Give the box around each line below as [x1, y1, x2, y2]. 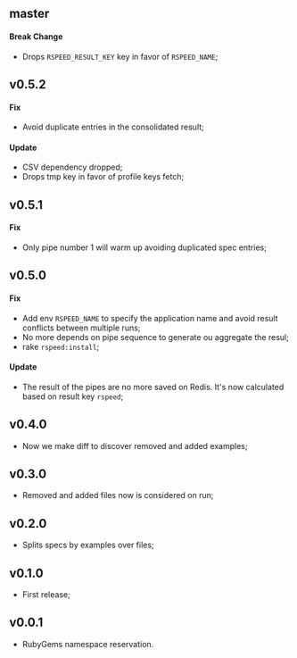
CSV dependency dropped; [21, 162, 123, 172]
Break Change [9, 30, 63, 42]
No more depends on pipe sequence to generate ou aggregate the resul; [21, 331, 290, 342]
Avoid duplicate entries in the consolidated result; [21, 121, 205, 132]
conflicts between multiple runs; [21, 322, 141, 333]
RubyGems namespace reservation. [21, 638, 154, 649]
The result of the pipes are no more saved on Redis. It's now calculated [21, 381, 285, 392]
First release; [21, 589, 71, 600]
